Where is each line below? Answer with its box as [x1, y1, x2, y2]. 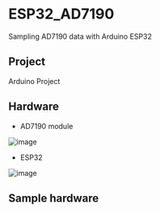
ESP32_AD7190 [8, 5, 115, 23]
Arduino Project [8, 76, 61, 86]
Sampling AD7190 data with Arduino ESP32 [8, 31, 152, 41]
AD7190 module [19, 121, 74, 131]
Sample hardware [8, 191, 99, 205]
